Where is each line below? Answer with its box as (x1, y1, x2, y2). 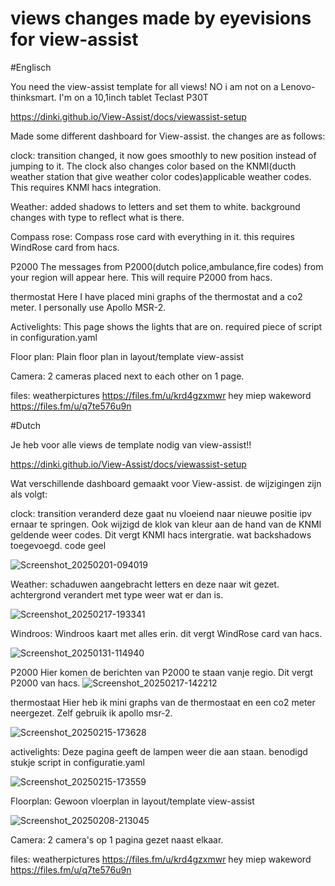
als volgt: (10, 488, 48, 500)
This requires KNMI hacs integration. (10, 181, 162, 193)
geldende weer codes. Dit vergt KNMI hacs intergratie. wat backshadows (10, 528, 312, 541)
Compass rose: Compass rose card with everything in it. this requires (10, 230, 295, 242)
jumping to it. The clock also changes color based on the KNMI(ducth (10, 160, 297, 172)
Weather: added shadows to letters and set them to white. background (10, 200, 301, 212)
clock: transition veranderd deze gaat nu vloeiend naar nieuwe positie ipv (10, 507, 312, 519)
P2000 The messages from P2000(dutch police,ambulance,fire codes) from (10, 260, 324, 272)
